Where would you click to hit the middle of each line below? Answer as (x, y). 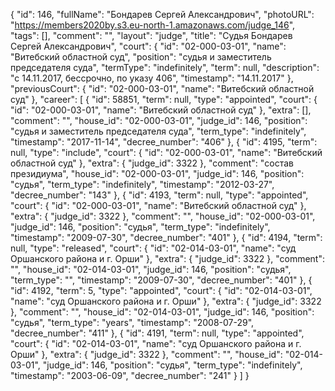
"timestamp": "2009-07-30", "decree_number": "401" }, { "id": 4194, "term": (166, 237)
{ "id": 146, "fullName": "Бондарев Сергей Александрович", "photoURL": (162, 14)
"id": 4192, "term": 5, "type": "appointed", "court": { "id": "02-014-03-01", (161, 290)
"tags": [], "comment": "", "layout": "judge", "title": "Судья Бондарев (151, 35)
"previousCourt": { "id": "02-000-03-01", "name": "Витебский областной (162, 88)
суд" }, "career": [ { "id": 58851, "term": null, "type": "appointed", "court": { (164, 99)
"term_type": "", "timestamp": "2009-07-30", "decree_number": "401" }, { (161, 280)
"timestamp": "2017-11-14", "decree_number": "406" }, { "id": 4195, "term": (164, 142)
